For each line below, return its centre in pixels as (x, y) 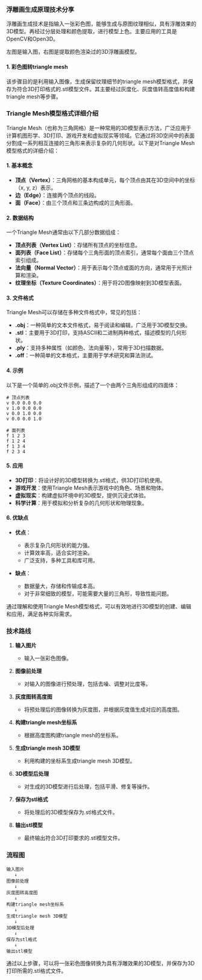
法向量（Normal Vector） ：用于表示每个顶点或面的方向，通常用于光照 (101, 268)
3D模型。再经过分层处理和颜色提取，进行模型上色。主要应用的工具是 (92, 31)
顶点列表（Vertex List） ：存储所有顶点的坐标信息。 (77, 245)
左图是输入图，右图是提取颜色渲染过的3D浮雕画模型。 (73, 52)
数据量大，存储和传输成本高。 (61, 586)
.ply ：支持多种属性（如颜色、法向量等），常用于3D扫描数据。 (91, 348)
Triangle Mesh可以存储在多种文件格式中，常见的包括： (74, 312)
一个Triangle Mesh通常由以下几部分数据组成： (64, 232)
